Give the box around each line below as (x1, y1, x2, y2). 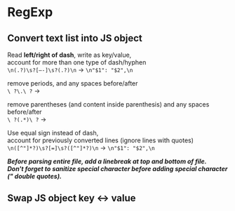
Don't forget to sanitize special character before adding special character (7, 165, 228, 172)
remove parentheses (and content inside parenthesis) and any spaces (7, 100, 210, 109)
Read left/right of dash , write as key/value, (7, 50, 132, 59)
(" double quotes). (7, 172, 62, 180)
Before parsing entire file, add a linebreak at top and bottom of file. (7, 157, 207, 165)
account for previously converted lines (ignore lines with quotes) (7, 136, 194, 144)
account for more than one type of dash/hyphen (7, 58, 147, 67)
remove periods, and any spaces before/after (7, 79, 138, 88)
